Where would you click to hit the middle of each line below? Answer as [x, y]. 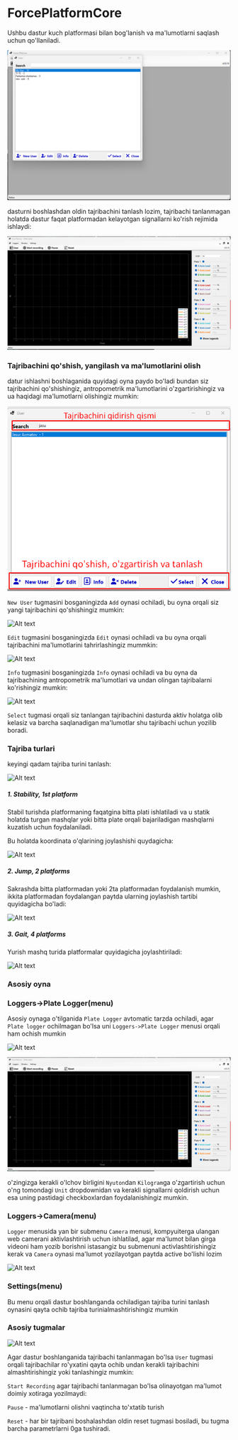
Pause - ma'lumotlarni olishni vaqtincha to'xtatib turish [86, 1407]
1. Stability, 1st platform [42, 794]
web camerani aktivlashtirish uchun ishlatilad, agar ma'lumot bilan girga [112, 1239]
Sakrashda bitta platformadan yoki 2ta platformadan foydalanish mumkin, [114, 889]
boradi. [18, 731]
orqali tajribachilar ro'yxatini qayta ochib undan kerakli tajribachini [103, 1364]
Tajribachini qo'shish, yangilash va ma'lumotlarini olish [104, 365]
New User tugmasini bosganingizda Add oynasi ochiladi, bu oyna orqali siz [113, 603]
